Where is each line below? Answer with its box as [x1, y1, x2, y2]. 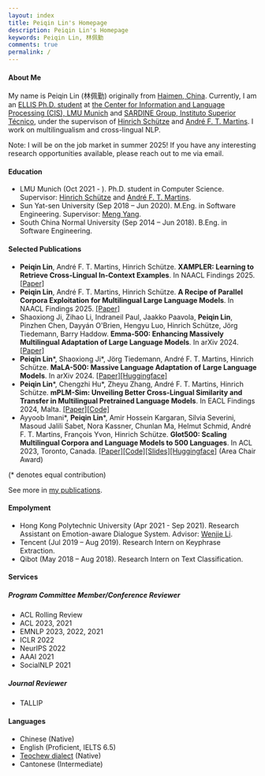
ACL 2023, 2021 [19, 618, 73, 628]
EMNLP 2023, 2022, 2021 [19, 627, 104, 636]
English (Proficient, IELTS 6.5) [19, 742, 117, 752]
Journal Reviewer [8, 678, 67, 688]
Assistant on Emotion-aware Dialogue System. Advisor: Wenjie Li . [19, 529, 233, 539]
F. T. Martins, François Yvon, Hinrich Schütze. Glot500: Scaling [19, 429, 227, 438]
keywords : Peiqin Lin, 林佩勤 [8, 33, 104, 42]
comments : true [8, 41, 58, 49]
